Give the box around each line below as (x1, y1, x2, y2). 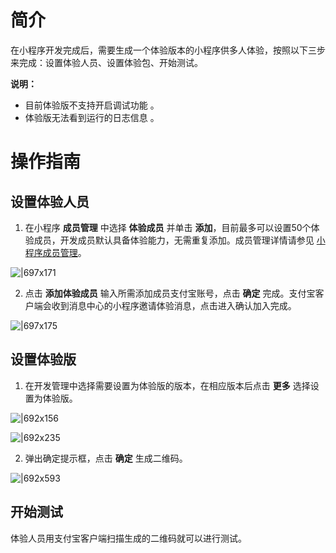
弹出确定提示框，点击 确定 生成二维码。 (24, 452, 188, 464)
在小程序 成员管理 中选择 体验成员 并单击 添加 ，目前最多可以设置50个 (24, 221, 312, 233)
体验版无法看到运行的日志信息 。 (24, 111, 160, 123)
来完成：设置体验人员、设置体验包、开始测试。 (10, 56, 203, 68)
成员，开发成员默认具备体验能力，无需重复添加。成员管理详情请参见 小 (33, 234, 326, 246)
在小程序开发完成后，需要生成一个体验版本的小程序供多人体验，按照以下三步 (10, 44, 326, 56)
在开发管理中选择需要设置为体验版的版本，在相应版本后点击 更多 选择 (24, 379, 311, 391)
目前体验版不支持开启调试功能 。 (24, 99, 160, 111)
